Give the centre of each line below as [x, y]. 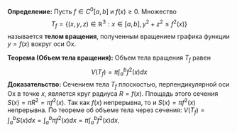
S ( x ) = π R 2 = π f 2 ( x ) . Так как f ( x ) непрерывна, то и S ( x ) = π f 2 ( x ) [102, 102]
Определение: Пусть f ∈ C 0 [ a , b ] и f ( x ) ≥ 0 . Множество [92, 11]
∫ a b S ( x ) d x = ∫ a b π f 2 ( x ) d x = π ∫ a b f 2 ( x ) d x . [64, 121]
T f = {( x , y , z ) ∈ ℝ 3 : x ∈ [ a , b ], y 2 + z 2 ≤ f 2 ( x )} [119, 24]
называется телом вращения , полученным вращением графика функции [119, 37]
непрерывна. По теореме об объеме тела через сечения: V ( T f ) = [106, 111]
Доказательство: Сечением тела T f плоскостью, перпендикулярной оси [118, 86]
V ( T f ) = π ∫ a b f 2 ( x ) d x [119, 72]
